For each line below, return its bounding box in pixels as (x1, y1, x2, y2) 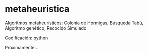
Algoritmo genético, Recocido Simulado (5, 25, 87, 31)
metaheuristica (5, 3, 70, 15)
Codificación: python (5, 35, 48, 41)
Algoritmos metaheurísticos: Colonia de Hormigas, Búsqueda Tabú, (5, 20, 144, 26)
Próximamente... (5, 44, 39, 50)
